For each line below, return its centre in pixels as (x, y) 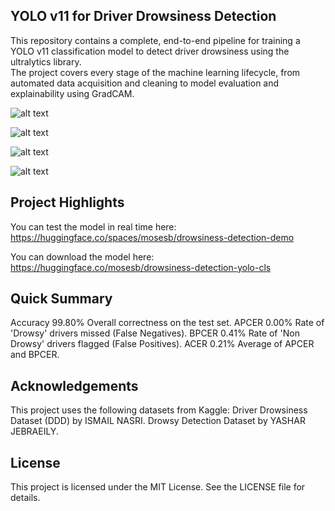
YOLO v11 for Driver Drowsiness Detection (143, 16)
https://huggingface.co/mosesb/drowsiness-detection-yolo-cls (141, 267)
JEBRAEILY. (34, 431)
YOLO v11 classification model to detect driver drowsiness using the (150, 51)
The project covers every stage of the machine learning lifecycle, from (155, 72)
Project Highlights (67, 202)
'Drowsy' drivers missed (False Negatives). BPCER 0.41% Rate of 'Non (155, 333)
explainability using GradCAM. (72, 93)
